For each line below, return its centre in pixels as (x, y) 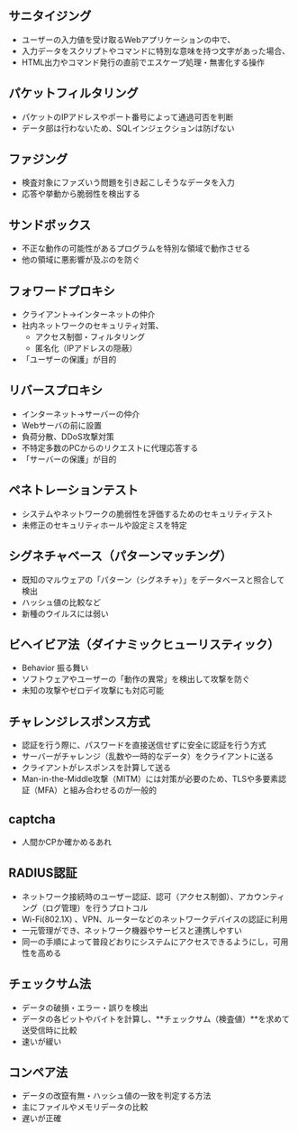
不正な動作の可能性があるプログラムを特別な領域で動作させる (136, 248)
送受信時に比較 (49, 1030)
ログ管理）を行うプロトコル (97, 907)
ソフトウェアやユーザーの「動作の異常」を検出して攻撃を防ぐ (136, 679)
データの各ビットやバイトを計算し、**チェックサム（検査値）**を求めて (155, 1018)
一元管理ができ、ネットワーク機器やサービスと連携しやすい (131, 930)
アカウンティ (261, 897)
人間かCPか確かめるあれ (66, 842)
